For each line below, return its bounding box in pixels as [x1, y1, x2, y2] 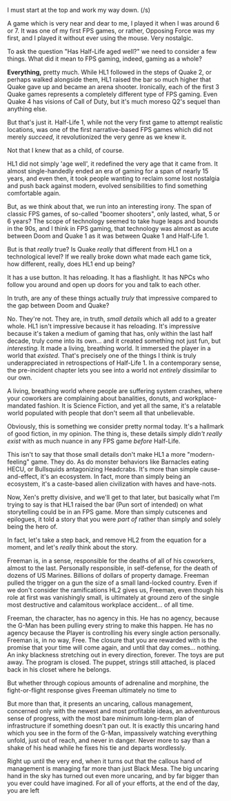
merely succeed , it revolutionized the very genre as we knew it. [7, 133, 187, 141]
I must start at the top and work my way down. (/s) [7, 6, 150, 14]
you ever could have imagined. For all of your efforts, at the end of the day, [7, 779, 220, 787]
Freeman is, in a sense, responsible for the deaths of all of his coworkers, [7, 556, 216, 565]
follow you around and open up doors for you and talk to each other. [7, 281, 201, 289]
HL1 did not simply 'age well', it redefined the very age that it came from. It [7, 160, 219, 168]
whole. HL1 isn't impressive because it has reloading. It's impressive [7, 322, 201, 330]
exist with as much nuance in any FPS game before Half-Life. [7, 437, 181, 445]
